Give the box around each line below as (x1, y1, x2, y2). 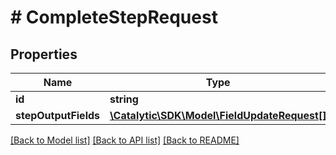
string (109, 92, 139, 106)
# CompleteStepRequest (10, 6, 218, 29)
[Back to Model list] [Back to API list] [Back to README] (10, 134, 240, 146)
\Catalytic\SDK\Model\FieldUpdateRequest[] (109, 109, 327, 122)
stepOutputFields (15, 109, 101, 122)
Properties (10, 46, 78, 63)
